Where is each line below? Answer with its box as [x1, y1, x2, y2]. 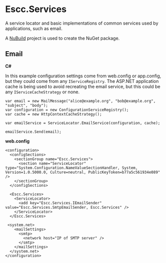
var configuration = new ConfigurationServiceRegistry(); [5, 107, 129, 112]
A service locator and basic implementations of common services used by [5, 20, 159, 26]
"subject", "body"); [5, 103, 49, 108]
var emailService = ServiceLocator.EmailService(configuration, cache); [5, 120, 160, 125]
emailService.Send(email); [5, 129, 62, 134]
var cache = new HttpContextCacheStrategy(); [5, 111, 102, 116]
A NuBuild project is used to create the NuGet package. [5, 35, 120, 41]
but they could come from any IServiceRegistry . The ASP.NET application [5, 78, 159, 84]
